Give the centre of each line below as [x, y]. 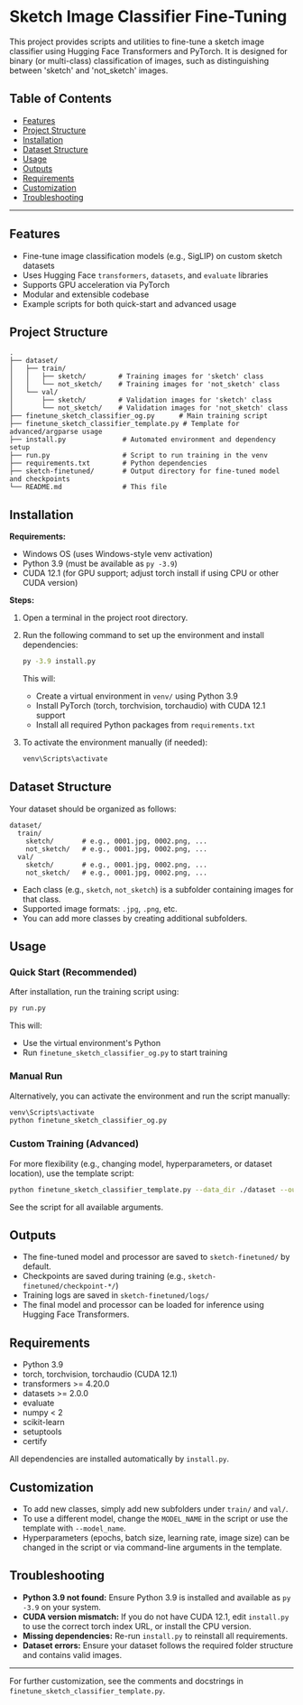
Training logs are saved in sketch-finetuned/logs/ [116, 1295]
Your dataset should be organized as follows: [93, 809]
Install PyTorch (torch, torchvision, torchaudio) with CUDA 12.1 [151, 706]
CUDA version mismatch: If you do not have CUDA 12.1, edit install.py [156, 1617]
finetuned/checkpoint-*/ [69, 1287]
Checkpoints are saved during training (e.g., [104, 1276]
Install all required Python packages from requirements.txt [146, 725]
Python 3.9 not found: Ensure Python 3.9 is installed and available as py [156, 1597]
